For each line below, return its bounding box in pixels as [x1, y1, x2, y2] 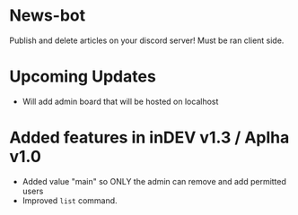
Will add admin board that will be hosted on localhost [22, 96, 219, 107]
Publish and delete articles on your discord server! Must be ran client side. [9, 35, 285, 46]
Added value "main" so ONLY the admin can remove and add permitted [22, 176, 287, 186]
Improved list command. [22, 194, 118, 206]
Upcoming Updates [9, 66, 157, 87]
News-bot [9, 5, 86, 26]
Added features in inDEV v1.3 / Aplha [9, 127, 290, 148]
